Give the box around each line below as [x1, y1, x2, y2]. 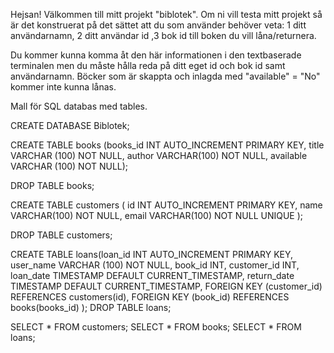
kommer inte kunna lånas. [10, 81, 117, 93]
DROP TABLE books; [10, 180, 95, 191]
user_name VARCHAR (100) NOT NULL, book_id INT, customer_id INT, [10, 259, 300, 271]
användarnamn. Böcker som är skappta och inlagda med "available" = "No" [10, 70, 321, 82]
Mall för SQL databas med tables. [10, 100, 148, 112]
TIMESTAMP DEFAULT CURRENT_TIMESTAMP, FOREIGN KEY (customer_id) [10, 280, 323, 292]
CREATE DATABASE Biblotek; [10, 120, 130, 131]
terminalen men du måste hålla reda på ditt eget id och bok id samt [10, 60, 286, 71]
